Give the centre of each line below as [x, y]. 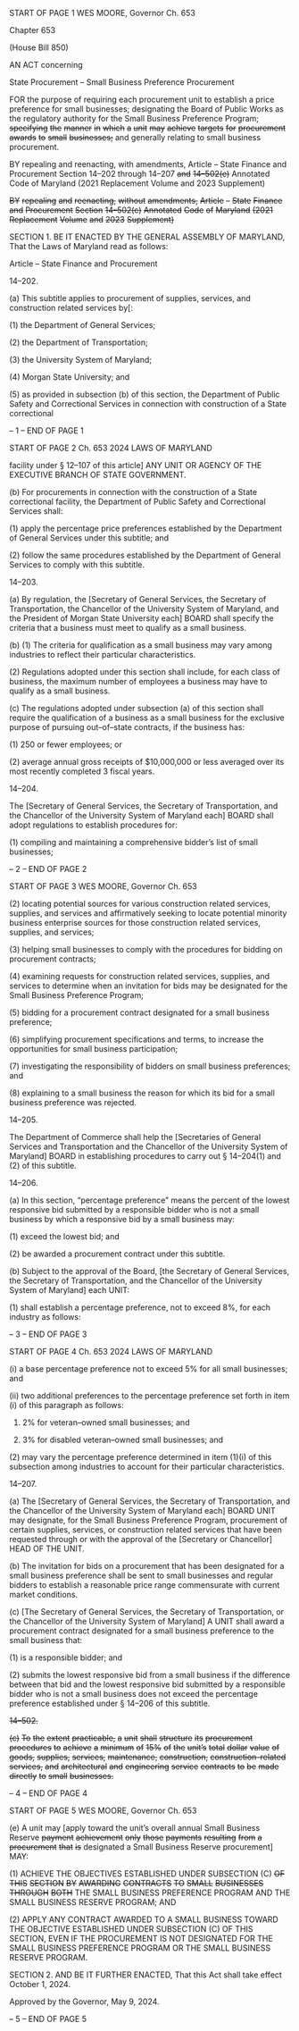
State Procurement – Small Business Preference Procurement [122, 82]
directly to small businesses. [62, 1776]
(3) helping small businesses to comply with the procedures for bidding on [146, 949]
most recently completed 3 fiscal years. [82, 771]
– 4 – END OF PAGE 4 [48, 1793]
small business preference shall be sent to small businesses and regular [141, 1575]
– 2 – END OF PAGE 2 [48, 869]
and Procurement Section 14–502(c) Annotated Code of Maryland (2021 [141, 210]
